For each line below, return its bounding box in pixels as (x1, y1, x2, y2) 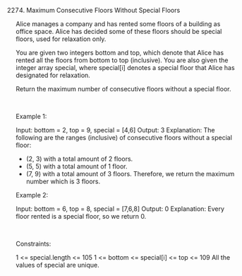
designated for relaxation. (16, 71, 91, 79)
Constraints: (16, 240, 52, 248)
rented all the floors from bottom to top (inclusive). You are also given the (16, 56, 229, 64)
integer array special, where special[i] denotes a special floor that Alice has (16, 64, 236, 71)
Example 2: (16, 191, 49, 199)
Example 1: (16, 113, 47, 120)
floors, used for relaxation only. (16, 35, 107, 43)
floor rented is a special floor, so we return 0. (16, 212, 147, 220)
